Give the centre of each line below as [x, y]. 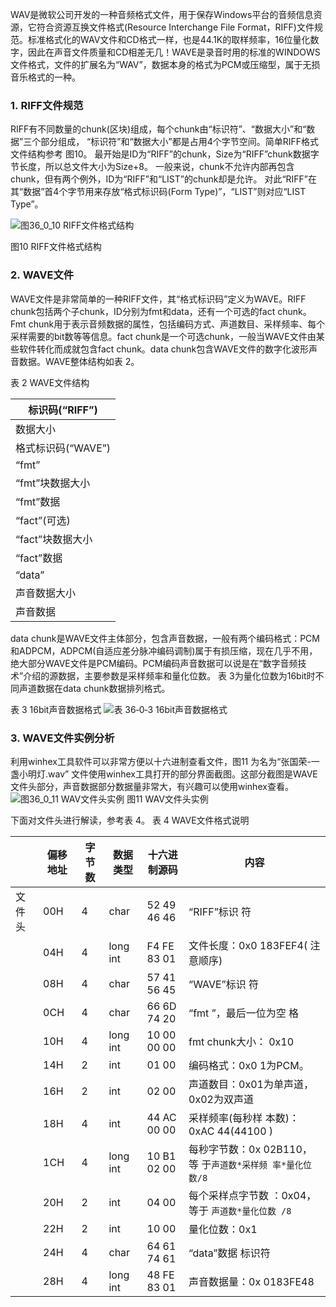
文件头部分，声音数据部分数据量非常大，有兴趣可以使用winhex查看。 [152, 786]
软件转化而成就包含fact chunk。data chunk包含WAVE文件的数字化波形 [164, 349]
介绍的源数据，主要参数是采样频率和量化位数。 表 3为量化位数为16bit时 [169, 675]
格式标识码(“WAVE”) [63, 448]
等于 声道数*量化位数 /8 [240, 1210]
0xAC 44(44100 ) [231, 1131]
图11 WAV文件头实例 [167, 799]
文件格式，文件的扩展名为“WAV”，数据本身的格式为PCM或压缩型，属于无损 [165, 64]
